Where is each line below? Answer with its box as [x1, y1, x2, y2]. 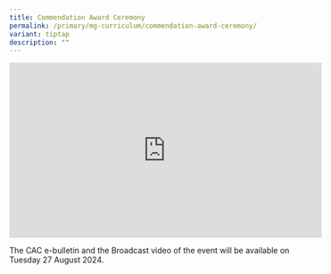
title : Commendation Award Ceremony [9, 12, 145, 22]
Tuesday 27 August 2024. [9, 254, 104, 265]
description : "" [9, 37, 70, 47]
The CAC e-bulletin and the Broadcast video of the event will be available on [9, 246, 290, 256]
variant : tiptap [9, 29, 70, 38]
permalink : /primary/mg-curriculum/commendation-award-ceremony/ [9, 21, 257, 30]
